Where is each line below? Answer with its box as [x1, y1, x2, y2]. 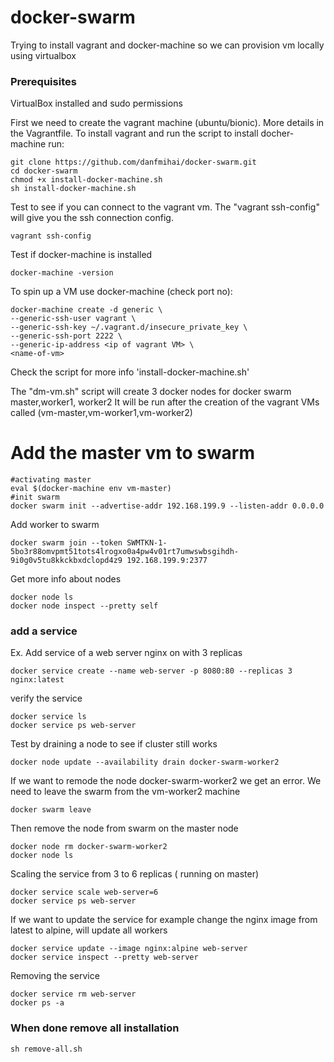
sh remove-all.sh [10, 1044, 83, 1054]
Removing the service [10, 970, 100, 982]
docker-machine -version [10, 268, 114, 278]
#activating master [10, 475, 92, 485]
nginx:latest [10, 675, 65, 685]
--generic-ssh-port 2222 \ [10, 331, 123, 341]
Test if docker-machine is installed [10, 249, 153, 261]
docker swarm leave [10, 805, 92, 815]
